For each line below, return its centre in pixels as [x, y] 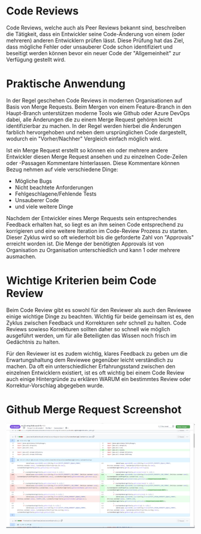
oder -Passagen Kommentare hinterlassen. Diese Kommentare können [93, 163]
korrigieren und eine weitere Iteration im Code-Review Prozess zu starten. [97, 231]
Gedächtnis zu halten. [33, 342]
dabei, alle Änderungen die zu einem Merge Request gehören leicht [89, 119]
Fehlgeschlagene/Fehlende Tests [56, 194]
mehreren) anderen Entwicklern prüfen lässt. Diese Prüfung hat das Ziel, [95, 40]
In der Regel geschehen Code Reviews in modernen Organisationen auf [94, 100]
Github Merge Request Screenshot [94, 410]
